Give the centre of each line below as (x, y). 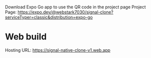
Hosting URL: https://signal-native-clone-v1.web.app (58, 50)
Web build (26, 37)
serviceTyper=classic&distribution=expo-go (49, 17)
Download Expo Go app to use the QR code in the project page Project (75, 7)
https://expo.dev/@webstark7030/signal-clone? (66, 12)
